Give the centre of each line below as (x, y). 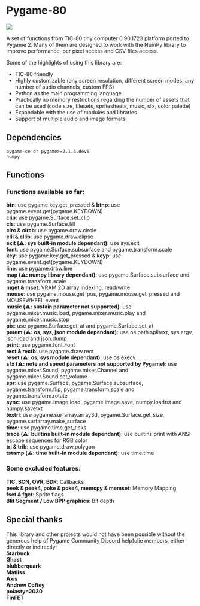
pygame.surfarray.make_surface (46, 421)
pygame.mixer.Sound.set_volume (47, 377)
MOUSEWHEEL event (33, 301)
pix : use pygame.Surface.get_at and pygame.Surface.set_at (80, 326)
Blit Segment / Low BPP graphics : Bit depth (60, 501)
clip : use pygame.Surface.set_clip (48, 218)
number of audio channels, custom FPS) (65, 87)
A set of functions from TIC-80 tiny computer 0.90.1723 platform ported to (98, 38)
